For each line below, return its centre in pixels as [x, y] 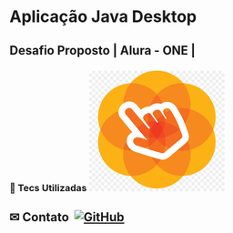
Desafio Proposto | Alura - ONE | [102, 51]
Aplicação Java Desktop [103, 17]
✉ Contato [40, 217]
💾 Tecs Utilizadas [48, 187]
